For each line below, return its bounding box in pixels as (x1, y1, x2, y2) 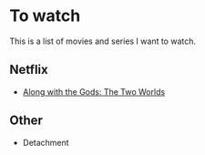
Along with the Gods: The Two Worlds (22, 86, 166, 97)
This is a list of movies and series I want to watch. (9, 36, 197, 46)
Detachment (22, 137, 70, 148)
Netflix (9, 62, 48, 77)
